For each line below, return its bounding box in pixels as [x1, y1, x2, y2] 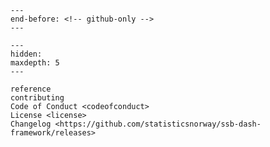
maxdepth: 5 [10, 58, 60, 68]
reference [10, 84, 52, 94]
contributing [10, 93, 65, 103]
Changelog [10, 119, 52, 129]
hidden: [10, 49, 43, 59]
